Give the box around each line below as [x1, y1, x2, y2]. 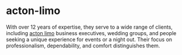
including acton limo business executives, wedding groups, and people [6, 29, 177, 36]
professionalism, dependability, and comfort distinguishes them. [6, 42, 160, 49]
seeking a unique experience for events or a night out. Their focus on [6, 36, 173, 43]
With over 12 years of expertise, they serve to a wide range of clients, [6, 23, 173, 30]
